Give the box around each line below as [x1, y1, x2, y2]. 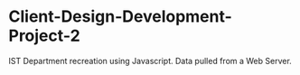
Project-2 [8, 25, 80, 46]
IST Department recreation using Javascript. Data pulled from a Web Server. [8, 55, 293, 66]
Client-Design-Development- [8, 6, 232, 27]
